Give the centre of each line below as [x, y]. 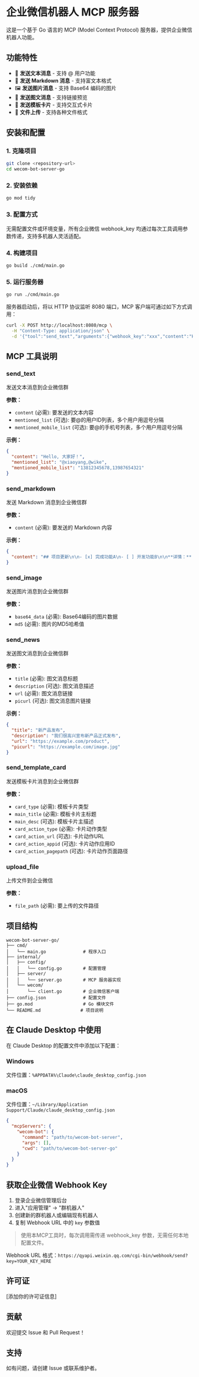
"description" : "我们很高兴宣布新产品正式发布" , [66, 736]
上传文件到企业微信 [30, 881]
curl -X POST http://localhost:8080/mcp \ [59, 325]
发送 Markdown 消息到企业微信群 [46, 502]
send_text [21, 373]
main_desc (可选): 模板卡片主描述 [54, 821]
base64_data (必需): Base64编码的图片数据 [66, 616]
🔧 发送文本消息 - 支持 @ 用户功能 [55, 73]
